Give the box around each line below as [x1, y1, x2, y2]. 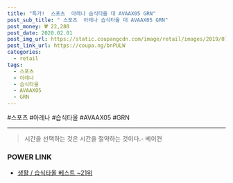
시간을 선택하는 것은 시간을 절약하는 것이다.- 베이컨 [24, 135, 163, 142]
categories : [7, 49, 42, 56]
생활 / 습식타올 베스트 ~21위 [17, 168, 93, 177]
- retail [13, 55, 39, 62]
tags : [7, 61, 23, 68]
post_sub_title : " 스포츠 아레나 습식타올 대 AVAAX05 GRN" [7, 17, 169, 23]
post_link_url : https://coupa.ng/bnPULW [7, 42, 126, 49]
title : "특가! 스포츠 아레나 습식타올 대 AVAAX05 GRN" [7, 10, 156, 17]
